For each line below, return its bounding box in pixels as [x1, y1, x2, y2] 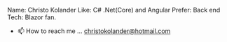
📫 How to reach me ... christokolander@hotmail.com [17, 27, 171, 35]
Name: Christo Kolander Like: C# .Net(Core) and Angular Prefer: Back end [7, 6, 221, 14]
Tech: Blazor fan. [7, 13, 57, 21]
